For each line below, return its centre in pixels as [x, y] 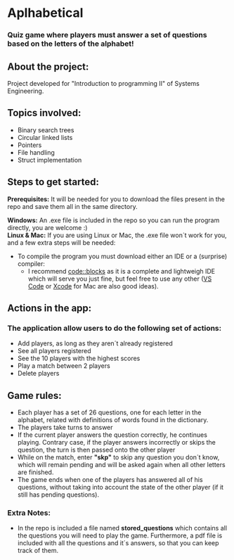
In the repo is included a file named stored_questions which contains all [122, 528]
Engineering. [26, 91]
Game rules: [34, 395]
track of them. [38, 551]
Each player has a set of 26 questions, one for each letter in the [109, 412]
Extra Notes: [29, 513]
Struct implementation [50, 160]
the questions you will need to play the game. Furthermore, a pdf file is [120, 535]
